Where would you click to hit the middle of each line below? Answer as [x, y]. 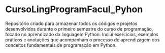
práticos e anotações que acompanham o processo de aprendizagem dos [82, 40]
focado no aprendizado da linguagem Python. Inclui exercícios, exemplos [82, 34]
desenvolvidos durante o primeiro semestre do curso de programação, [79, 29]
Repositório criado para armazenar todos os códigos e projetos [71, 23]
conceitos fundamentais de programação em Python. [61, 45]
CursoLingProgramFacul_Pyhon [74, 9]
